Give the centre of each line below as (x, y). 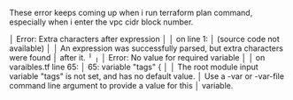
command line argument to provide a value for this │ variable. (121, 86)
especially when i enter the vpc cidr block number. (101, 22)
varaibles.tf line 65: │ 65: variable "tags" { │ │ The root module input (134, 67)
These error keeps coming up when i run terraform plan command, (131, 13)
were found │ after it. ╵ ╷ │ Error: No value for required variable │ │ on (137, 57)
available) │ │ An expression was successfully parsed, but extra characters (146, 48)
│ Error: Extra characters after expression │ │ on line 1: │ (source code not (145, 39)
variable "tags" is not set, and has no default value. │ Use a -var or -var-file (147, 76)
